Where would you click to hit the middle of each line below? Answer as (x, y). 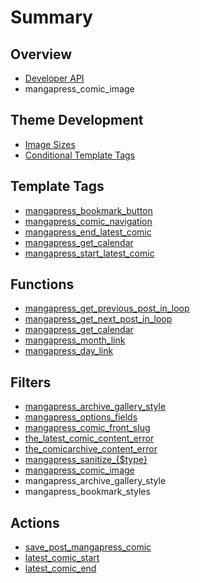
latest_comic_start (62, 558)
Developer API (54, 78)
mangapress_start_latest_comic (89, 253)
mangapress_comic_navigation (88, 221)
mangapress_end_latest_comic (88, 232)
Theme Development (77, 120)
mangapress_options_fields (81, 417)
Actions (35, 522)
